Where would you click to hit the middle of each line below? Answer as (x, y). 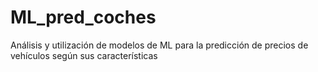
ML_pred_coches (83, 17)
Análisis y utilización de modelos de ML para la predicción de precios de (159, 45)
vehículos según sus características (84, 55)
